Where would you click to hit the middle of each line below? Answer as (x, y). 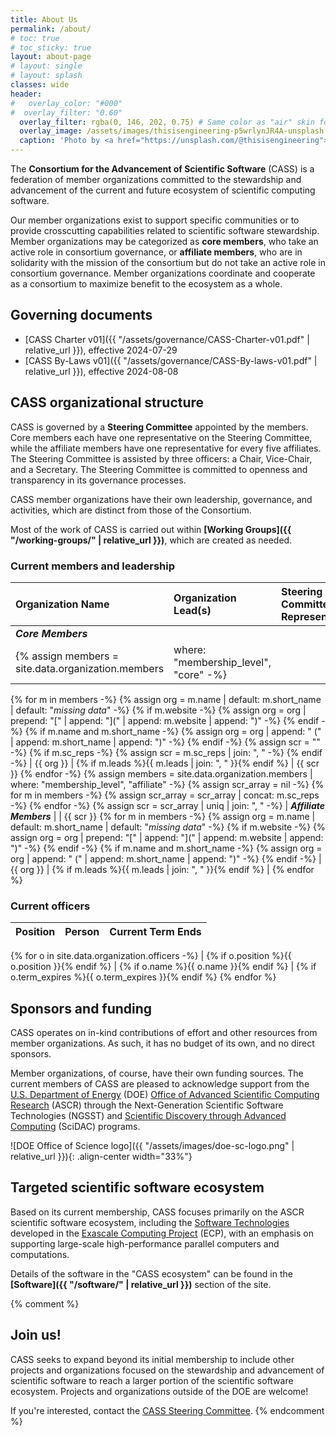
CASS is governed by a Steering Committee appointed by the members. (159, 427)
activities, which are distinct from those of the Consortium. (131, 510)
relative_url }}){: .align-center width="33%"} (101, 1157)
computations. (40, 1254)
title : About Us (44, 19)
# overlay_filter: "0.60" (66, 112)
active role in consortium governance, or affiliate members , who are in (156, 252)
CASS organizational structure (107, 402)
